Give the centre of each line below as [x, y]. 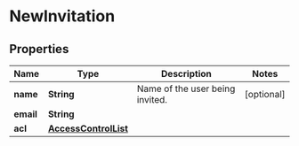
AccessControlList [88, 128]
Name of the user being [186, 88]
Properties [39, 49]
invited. [152, 100]
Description [186, 74]
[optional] [265, 94]
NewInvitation [62, 16]
